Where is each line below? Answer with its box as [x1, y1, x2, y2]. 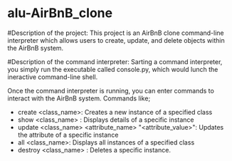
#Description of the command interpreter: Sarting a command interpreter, [7, 57, 223, 66]
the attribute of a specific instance [17, 130, 119, 139]
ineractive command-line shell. [7, 73, 98, 81]
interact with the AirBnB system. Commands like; [7, 94, 151, 103]
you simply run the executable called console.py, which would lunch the [7, 65, 218, 73]
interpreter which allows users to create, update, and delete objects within [7, 36, 226, 44]
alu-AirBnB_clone [7, 5, 112, 21]
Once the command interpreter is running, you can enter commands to [7, 86, 215, 95]
